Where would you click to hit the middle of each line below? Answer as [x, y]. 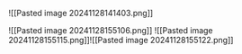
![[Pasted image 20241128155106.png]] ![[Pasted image [111, 30]
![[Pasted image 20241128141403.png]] [81, 13]
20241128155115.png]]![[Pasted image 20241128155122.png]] [121, 40]
